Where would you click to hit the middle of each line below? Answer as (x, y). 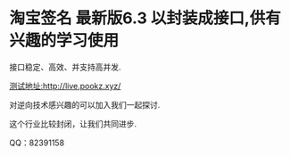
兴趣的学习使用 (64, 41)
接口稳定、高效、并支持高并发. (66, 67)
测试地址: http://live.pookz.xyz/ (65, 86)
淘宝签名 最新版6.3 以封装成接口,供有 (145, 18)
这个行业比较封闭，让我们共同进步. (73, 123)
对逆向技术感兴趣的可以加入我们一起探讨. (85, 104)
